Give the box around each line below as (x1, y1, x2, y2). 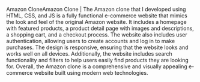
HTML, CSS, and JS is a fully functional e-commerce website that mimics (6, 12, 187, 19)
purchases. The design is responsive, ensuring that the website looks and (6, 44, 189, 51)
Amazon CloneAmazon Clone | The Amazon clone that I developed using (6, 6, 186, 13)
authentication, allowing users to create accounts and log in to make (6, 38, 175, 44)
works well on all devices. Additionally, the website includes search (6, 50, 172, 57)
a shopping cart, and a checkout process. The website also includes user (6, 31, 187, 38)
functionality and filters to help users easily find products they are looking (6, 57, 189, 63)
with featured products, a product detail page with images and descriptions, (6, 25, 194, 32)
